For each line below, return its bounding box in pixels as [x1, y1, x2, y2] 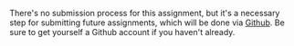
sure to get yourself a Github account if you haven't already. [9, 27, 236, 37]
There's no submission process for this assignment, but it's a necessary [9, 8, 280, 18]
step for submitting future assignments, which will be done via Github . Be [9, 17, 285, 28]
